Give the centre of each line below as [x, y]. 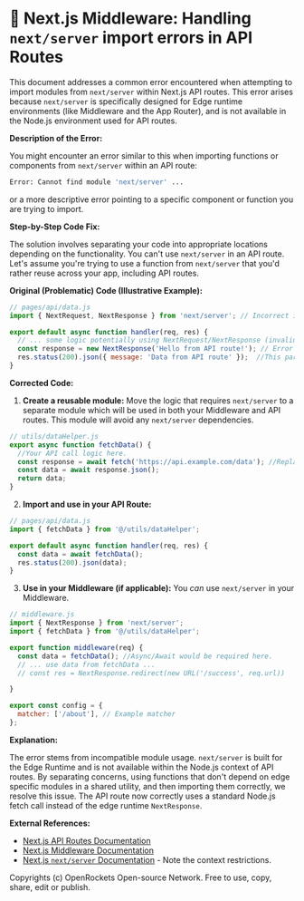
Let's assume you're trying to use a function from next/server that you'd [145, 263]
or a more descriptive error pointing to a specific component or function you [152, 199]
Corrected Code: [42, 383]
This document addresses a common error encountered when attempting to [151, 82]
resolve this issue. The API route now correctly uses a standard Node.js [142, 796]
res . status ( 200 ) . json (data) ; [72, 562]
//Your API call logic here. [72, 453]
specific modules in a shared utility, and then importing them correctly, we [147, 786]
